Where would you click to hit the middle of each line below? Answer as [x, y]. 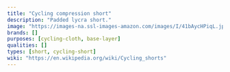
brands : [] [23, 33]
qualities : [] [27, 45]
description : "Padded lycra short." [59, 20]
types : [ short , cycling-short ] [52, 52]
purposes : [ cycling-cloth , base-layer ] [64, 39]
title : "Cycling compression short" [59, 13]
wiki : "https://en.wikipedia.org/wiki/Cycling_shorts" [87, 58]
